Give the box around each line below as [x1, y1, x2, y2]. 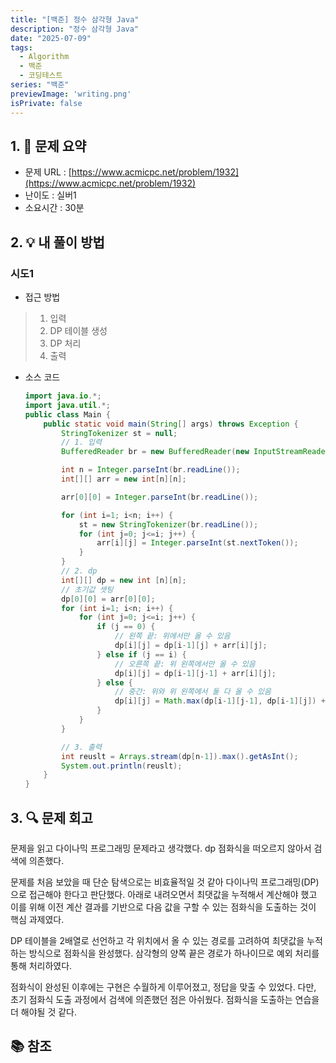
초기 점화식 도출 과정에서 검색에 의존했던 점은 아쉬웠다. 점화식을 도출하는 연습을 [10, 993, 320, 1005]
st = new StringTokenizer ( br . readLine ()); [78, 519, 259, 530]
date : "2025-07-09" [10, 33, 92, 43]
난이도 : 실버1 [24, 189, 77, 201]
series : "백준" [10, 80, 70, 90]
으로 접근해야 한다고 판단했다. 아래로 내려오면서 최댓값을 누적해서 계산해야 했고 [10, 888, 318, 900]
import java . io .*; [24, 391, 102, 401]
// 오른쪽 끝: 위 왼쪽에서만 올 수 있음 [114, 659, 256, 669]
